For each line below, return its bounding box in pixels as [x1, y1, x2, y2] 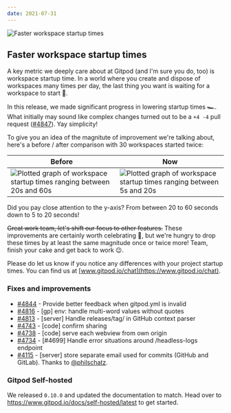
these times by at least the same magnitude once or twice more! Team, [7, 239, 208, 247]
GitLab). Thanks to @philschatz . [16, 358, 108, 366]
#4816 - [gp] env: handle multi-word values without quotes [16, 307, 184, 315]
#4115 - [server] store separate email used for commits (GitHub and [16, 350, 209, 359]
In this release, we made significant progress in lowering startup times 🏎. [7, 103, 217, 111]
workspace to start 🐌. [7, 89, 68, 97]
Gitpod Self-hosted [7, 375, 73, 385]
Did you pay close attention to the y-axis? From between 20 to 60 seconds [7, 204, 219, 212]
